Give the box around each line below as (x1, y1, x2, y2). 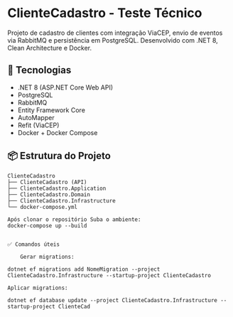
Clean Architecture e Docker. (7, 43, 92, 52)
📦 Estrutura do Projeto (7, 150, 112, 162)
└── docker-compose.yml (7, 203, 78, 210)
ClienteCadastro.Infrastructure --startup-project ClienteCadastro (7, 272, 212, 279)
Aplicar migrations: (7, 284, 69, 291)
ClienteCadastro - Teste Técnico (7, 5, 202, 21)
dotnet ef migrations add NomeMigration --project (7, 265, 161, 273)
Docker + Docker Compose (17, 128, 98, 136)
